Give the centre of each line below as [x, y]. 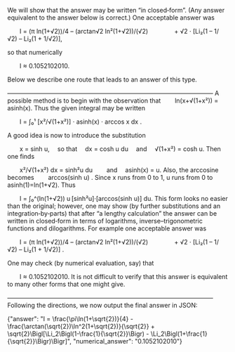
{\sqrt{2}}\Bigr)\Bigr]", [40, 341]
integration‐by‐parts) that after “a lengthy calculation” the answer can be [112, 213]
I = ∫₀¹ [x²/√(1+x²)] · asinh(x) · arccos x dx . [81, 122]
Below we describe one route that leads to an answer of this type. [102, 79]
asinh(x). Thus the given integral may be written [76, 108]
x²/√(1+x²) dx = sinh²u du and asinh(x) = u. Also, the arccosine [119, 170]
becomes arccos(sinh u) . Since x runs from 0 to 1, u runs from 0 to [110, 177]
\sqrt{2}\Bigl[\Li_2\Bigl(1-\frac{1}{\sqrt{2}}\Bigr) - [78, 334]
